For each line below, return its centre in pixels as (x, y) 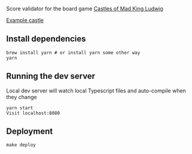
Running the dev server (51, 76)
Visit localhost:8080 (33, 113)
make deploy (21, 145)
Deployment (30, 132)
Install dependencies (46, 39)
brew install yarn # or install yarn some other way (73, 53)
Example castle (25, 20)
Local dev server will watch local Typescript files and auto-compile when (96, 90)
